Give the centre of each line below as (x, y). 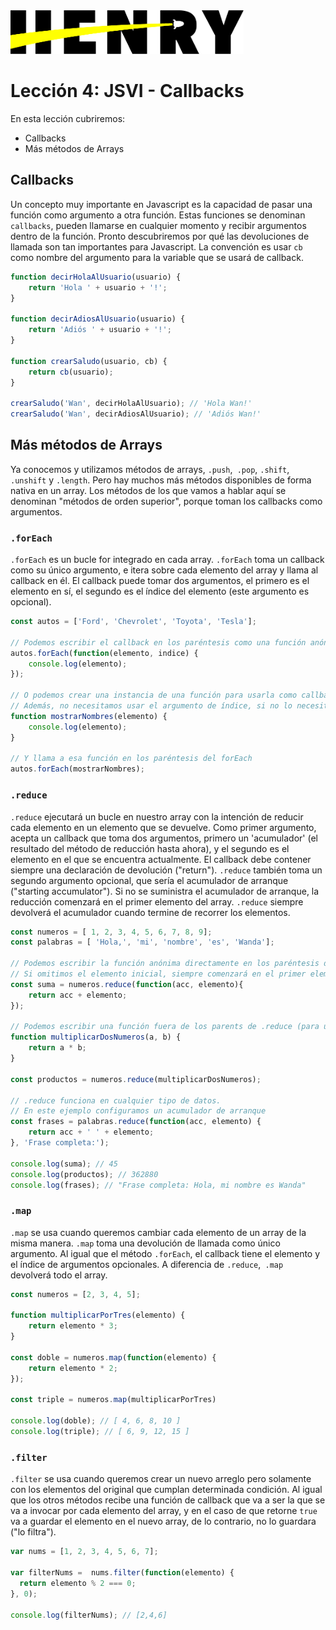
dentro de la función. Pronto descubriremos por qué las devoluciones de (160, 236)
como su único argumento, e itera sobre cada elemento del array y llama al (164, 570)
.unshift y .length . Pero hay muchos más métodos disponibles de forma (161, 480)
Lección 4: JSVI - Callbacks (127, 91)
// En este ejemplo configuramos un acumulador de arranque (138, 1111)
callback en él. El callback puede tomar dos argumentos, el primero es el (160, 581)
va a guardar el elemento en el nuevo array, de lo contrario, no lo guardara (163, 1521)
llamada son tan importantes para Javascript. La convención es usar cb (156, 246)
